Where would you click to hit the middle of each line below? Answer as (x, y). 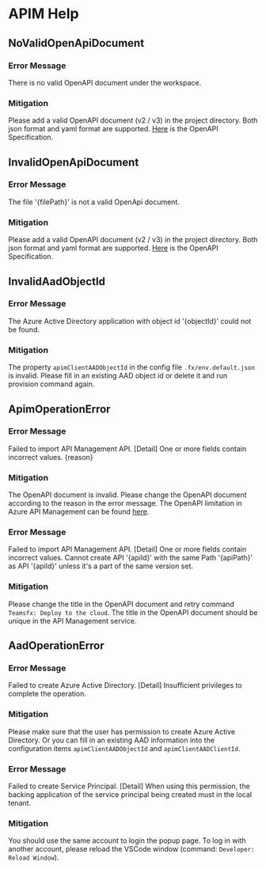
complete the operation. (47, 694)
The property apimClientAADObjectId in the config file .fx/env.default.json (132, 367)
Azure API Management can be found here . (79, 512)
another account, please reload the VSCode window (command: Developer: (131, 849)
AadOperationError (56, 646)
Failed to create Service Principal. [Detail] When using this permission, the (129, 786)
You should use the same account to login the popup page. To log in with (127, 841)
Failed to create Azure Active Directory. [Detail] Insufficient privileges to (125, 685)
